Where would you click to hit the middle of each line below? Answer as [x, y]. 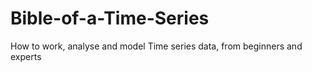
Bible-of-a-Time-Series [110, 18]
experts [26, 56]
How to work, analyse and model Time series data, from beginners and [156, 46]
